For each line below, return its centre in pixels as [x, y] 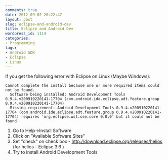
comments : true [21, 10]
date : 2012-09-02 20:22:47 [34, 15]
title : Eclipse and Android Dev [39, 29]
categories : [18, 39]
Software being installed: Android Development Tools [68, 94]
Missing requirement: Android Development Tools [62, 108]
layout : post [19, 19]
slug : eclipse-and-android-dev [38, 24]
